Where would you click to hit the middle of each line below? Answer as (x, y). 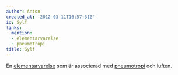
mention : (22, 33)
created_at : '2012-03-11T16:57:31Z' (50, 17)
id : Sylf (17, 22)
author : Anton (23, 11)
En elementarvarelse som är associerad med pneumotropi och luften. (89, 66)
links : (14, 28)
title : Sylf (20, 49)
